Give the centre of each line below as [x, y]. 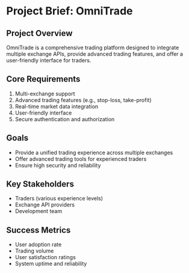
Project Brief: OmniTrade [70, 11]
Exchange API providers [45, 205]
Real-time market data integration [57, 106]
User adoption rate [38, 245]
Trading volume [34, 251]
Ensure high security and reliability [58, 165]
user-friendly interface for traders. [49, 60]
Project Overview [39, 33]
